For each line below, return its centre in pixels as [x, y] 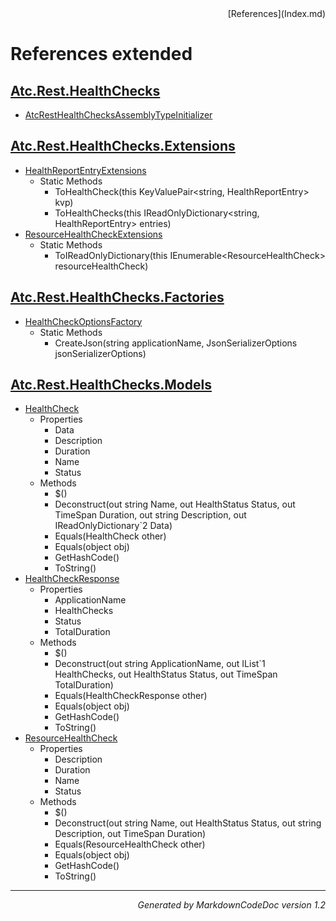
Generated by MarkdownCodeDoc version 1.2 [231, 905]
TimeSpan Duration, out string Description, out [150, 515]
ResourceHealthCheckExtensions [93, 234]
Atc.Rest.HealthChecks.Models [111, 385]
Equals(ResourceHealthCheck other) [130, 844]
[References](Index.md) [276, 13]
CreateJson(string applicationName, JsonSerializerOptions [176, 343]
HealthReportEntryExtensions [85, 170]
